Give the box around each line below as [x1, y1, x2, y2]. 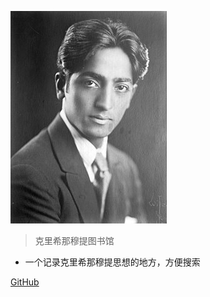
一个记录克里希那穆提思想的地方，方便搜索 [24, 256, 201, 268]
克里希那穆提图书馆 [34, 235, 115, 246]
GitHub [10, 276, 40, 288]
